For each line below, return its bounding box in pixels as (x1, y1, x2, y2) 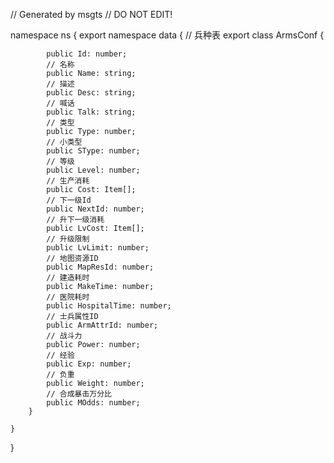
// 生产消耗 (46, 176, 90, 186)
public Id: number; (46, 49, 128, 59)
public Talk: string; (46, 107, 137, 117)
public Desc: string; (46, 88, 137, 98)
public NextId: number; (46, 204, 145, 214)
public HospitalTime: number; (46, 301, 172, 311)
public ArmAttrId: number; (46, 320, 159, 330)
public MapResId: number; (46, 262, 155, 272)
